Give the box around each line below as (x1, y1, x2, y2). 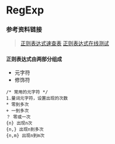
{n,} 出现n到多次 (6, 126, 44, 132)
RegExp (6, 4, 44, 17)
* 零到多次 (6, 101, 29, 107)
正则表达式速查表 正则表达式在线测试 (20, 40, 109, 47)
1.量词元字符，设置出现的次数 (6, 95, 68, 101)
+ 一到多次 (6, 108, 29, 114)
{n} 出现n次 (6, 120, 33, 126)
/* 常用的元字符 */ (6, 89, 48, 95)
